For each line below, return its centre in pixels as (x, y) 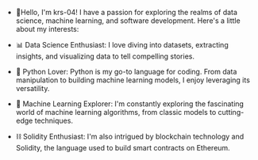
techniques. (54, 120)
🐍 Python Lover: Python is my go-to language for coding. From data (126, 72)
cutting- (231, 112)
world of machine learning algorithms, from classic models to (116, 112)
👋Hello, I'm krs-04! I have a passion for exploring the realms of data (127, 12)
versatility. (33, 88)
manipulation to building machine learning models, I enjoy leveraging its (133, 80)
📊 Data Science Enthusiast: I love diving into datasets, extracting (122, 45)
